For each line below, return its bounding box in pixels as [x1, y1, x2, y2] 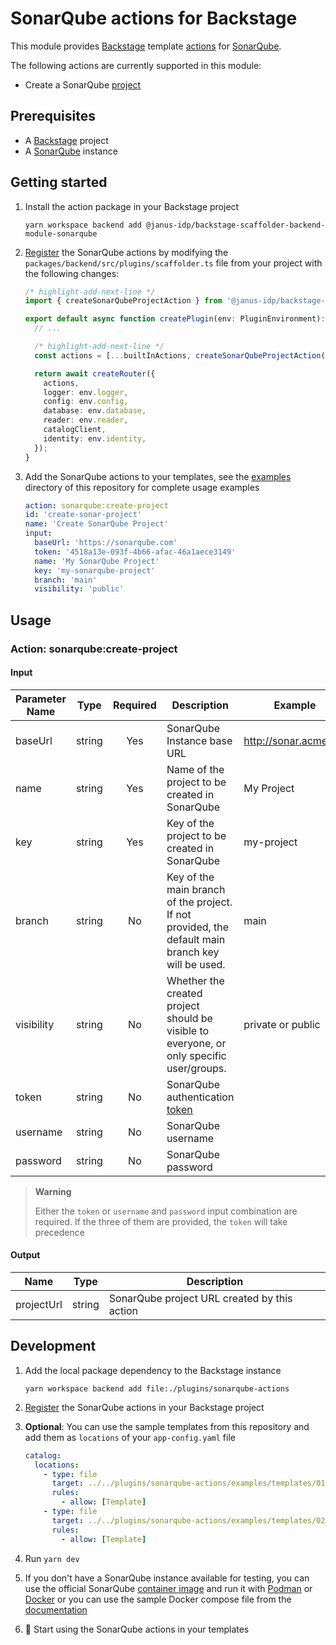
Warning [34, 1185, 72, 1197]
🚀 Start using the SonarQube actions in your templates [24, 1623, 250, 1635]
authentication [166, 1090, 235, 1104]
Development [10, 1338, 97, 1355]
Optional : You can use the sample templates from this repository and [24, 1420, 310, 1432]
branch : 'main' [34, 575, 98, 585]
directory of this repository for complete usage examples [24, 481, 260, 493]
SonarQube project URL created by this [108, 1292, 293, 1306]
